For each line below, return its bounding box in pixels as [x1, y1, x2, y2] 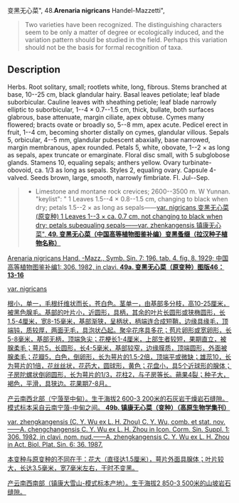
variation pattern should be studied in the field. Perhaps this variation [24, 36, 228, 44]
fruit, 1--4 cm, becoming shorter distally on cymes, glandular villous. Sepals [7, 127, 229, 137]
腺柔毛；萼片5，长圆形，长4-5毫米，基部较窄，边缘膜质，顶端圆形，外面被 [7, 344, 228, 352]
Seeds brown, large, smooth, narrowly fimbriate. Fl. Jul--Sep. [30, 173, 210, 181]
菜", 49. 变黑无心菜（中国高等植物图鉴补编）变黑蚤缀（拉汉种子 [35, 230, 222, 238]
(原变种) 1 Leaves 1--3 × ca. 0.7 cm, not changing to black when [35, 212, 223, 221]
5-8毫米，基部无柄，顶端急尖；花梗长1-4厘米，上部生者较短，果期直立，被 [7, 334, 227, 343]
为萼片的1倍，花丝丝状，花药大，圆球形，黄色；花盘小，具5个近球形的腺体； [7, 361, 232, 370]
